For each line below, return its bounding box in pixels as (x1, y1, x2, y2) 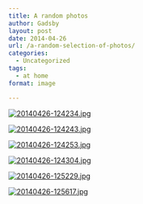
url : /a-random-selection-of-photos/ (8, 42, 136, 50)
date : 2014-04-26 (8, 34, 67, 43)
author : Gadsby (8, 19, 60, 27)
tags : (8, 65, 27, 73)
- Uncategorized (15, 57, 70, 65)
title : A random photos (8, 11, 89, 20)
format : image (8, 79, 57, 87)
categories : (8, 49, 48, 57)
